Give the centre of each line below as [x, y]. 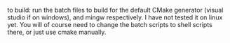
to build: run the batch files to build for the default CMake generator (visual [115, 10]
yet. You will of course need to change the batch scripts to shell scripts [110, 25]
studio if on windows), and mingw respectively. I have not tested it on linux [115, 17]
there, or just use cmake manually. [57, 32]
